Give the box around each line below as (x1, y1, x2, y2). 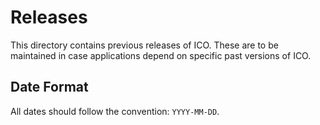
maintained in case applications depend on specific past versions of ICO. (10, 49, 312, 61)
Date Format (10, 79, 89, 96)
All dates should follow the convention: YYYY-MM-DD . (10, 105, 220, 117)
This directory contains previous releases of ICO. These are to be (10, 39, 279, 51)
